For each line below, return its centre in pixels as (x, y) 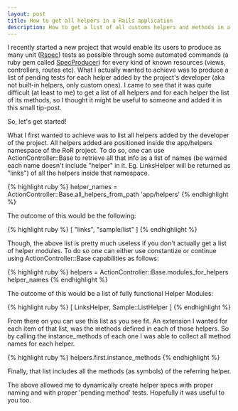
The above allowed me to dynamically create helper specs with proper (110, 385)
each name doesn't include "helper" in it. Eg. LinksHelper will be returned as (119, 166)
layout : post (27, 14)
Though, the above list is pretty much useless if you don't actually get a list (117, 243)
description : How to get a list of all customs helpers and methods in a (119, 27)
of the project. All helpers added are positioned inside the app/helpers (110, 143)
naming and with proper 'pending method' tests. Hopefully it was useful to (116, 393)
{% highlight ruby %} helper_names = (63, 187)
